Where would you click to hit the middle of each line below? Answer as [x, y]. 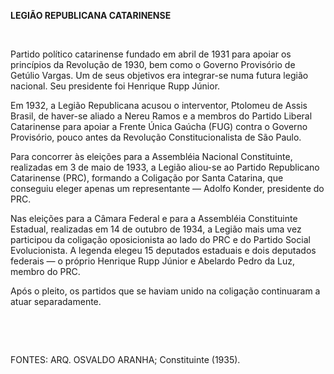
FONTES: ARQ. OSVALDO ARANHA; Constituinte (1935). [125, 359]
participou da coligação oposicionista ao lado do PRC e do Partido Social [160, 239]
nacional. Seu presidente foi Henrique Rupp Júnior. [115, 86]
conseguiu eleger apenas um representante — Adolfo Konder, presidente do [167, 188]
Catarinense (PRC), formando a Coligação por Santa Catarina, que [147, 178]
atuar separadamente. [56, 301]
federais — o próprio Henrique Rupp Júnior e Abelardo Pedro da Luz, [152, 261]
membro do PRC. [45, 271]
